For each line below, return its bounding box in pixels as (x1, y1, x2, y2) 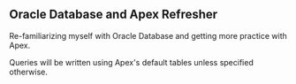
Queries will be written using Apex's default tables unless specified (9, 57, 254, 67)
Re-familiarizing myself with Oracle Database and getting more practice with (9, 30, 287, 41)
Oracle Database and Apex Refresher (9, 7, 218, 22)
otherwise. (9, 66, 49, 77)
